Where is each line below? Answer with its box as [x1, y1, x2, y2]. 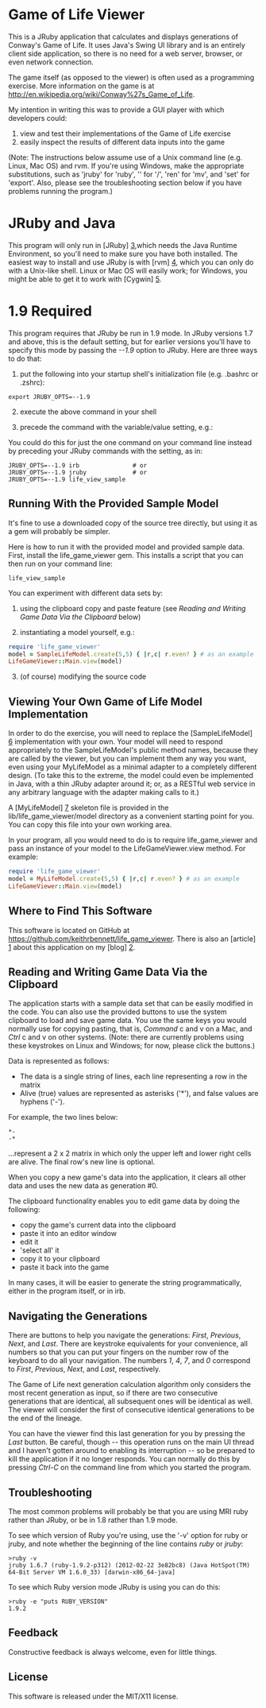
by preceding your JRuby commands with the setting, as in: [8, 446, 203, 455]
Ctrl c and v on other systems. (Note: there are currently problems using [8, 1032, 245, 1042]
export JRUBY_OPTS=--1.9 [8, 393, 91, 401]
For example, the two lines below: [8, 1113, 118, 1122]
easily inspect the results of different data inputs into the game [19, 137, 225, 146]
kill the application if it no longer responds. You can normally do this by [8, 1454, 241, 1464]
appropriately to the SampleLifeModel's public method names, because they [8, 746, 258, 755]
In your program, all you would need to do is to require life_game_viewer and [8, 835, 258, 845]
